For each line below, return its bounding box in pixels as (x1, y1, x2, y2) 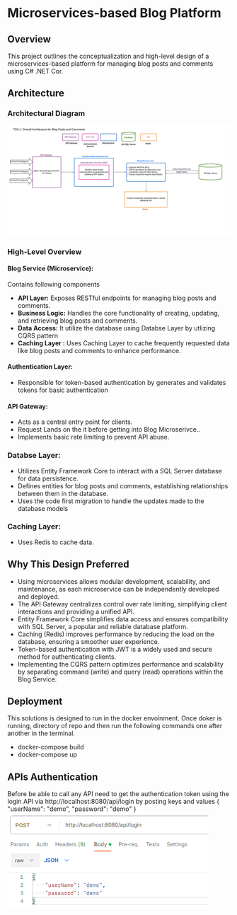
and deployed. (17, 592, 60, 601)
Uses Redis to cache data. (17, 538, 94, 546)
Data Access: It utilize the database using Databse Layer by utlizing (17, 323, 216, 332)
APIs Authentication (7, 771, 98, 783)
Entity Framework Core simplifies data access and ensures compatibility (17, 614, 229, 623)
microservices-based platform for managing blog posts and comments (7, 59, 214, 68)
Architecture (7, 87, 65, 100)
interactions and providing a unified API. (17, 607, 134, 616)
